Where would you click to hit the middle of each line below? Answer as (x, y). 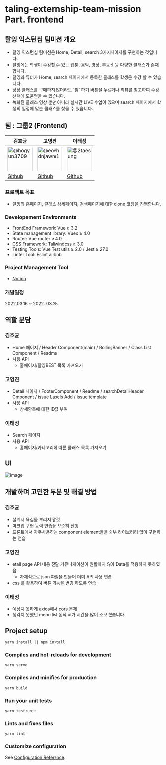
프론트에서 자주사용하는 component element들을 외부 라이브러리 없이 (80, 532)
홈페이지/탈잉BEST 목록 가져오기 (51, 365)
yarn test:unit (21, 711)
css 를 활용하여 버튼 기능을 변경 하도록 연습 (54, 583)
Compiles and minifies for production (51, 678)
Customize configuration (36, 746)
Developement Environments (41, 217)
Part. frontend (35, 20)
